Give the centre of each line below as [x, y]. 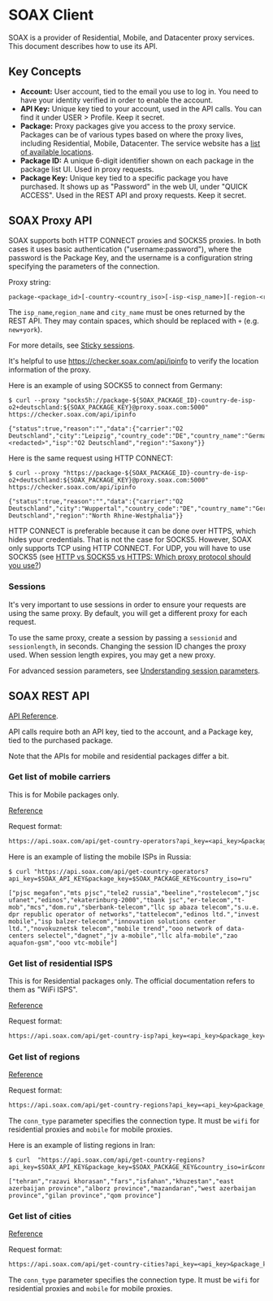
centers [22, 936]
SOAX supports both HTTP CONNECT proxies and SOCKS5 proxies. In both [135, 240]
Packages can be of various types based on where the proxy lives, [132, 134]
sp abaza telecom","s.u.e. [214, 907]
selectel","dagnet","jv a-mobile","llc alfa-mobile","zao [138, 936]
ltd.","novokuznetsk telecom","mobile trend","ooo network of [116, 928]
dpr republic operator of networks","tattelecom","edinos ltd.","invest [134, 914]
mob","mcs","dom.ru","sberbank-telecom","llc [87, 907]
